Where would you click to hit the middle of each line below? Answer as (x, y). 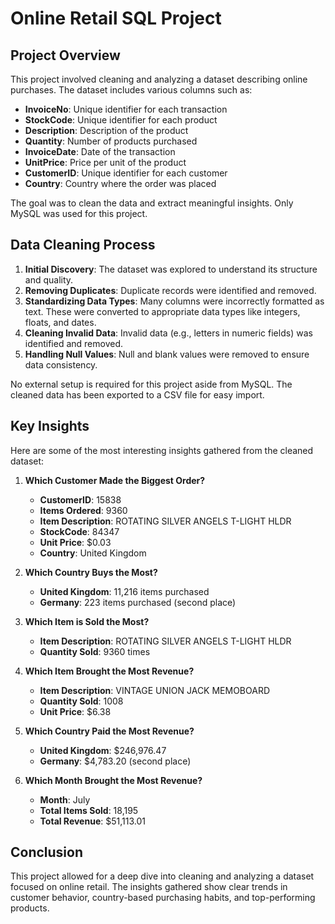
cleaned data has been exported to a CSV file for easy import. (137, 394)
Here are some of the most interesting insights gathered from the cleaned (162, 450)
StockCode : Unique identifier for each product (121, 120)
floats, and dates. (60, 322)
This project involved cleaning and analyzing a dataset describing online (159, 79)
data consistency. (61, 364)
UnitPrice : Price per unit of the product (105, 162)
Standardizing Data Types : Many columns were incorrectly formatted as (174, 301)
